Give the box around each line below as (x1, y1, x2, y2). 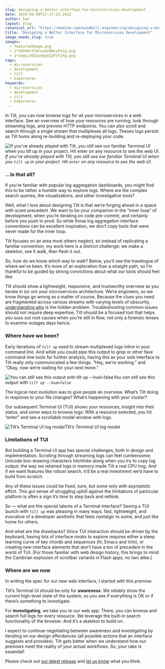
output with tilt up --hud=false (5, 379, 71, 385)
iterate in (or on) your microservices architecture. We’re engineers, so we (5, 289, 153, 295)
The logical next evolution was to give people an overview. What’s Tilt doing (5, 389, 159, 395)
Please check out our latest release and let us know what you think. (5, 658, 141, 664)
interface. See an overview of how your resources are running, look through (5, 118, 159, 124)
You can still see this (113, 374, 155, 380)
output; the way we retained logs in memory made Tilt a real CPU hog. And (5, 463, 157, 469)
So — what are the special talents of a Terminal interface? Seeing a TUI (5, 503, 149, 509)
